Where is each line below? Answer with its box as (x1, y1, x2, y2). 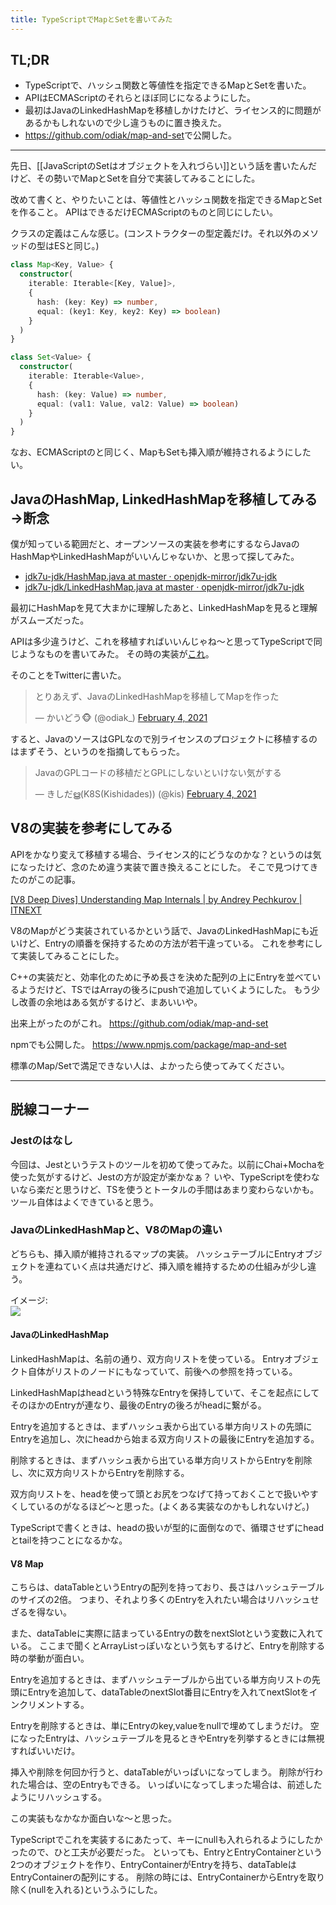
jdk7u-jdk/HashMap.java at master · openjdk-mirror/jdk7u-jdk (24, 571, 278, 582)
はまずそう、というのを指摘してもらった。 (10, 746, 185, 757)
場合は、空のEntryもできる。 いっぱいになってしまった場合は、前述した (27, 1779, 323, 1791)
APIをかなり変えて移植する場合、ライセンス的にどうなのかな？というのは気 (10, 848, 322, 860)
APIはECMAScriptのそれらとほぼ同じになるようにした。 (24, 92, 257, 104)
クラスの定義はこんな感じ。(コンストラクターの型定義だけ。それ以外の (10, 227, 302, 240)
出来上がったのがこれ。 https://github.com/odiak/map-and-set (10, 1017, 269, 1029)
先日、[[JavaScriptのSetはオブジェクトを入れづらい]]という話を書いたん (10, 160, 309, 172)
